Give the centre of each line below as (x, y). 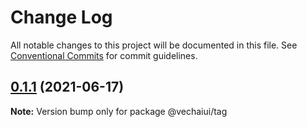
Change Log (61, 17)
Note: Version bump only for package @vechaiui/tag (119, 111)
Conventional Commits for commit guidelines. (104, 55)
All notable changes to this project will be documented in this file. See (154, 45)
